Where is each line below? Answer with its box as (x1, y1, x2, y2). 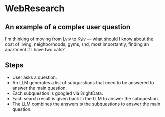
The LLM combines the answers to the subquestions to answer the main (12, 101, 161, 107)
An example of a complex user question (5, 23, 131, 31)
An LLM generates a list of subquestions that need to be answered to (12, 79, 154, 85)
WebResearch (5, 3, 65, 14)
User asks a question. (12, 74, 57, 80)
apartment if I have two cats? (5, 47, 65, 52)
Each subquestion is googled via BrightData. (12, 90, 103, 96)
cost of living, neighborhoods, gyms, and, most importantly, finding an (5, 41, 149, 47)
